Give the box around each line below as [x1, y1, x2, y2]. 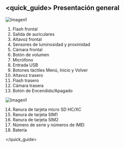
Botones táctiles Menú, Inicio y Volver [12, 67, 88, 73]
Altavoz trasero [12, 72, 43, 78]
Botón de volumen [12, 52, 49, 58]
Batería [12, 127, 27, 132]
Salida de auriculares [12, 31, 55, 37]
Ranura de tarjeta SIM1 [12, 111, 58, 118]
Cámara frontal [12, 46, 43, 52]
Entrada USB [12, 62, 38, 68]
